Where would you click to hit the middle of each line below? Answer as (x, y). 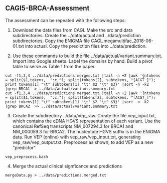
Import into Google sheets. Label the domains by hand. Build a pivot (82, 61)
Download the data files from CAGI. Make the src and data (72, 30)
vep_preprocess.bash (27, 157)
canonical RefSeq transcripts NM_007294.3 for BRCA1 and (73, 126)
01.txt (18, 46)
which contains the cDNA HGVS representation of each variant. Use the (87, 121)
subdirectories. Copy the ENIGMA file (51, 41)
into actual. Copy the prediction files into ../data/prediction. (86, 46)
